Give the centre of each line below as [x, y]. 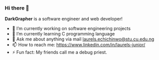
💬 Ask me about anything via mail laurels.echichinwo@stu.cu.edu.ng [83, 39]
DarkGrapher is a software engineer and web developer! [64, 19]
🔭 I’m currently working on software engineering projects [71, 28]
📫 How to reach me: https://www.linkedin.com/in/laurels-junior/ [79, 45]
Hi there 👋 [17, 8]
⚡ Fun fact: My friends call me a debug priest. [59, 52]
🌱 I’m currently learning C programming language [63, 34]
